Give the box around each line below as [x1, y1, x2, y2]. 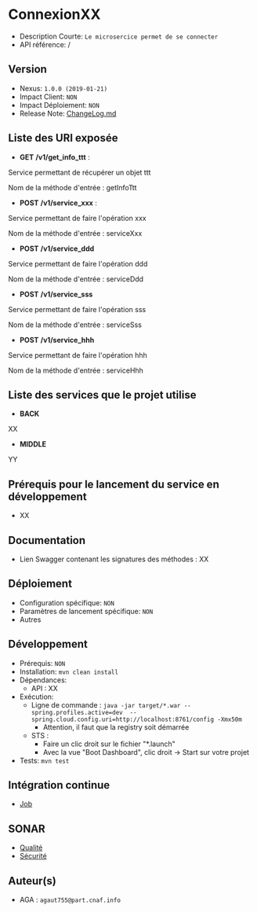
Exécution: [19, 692, 54, 701]
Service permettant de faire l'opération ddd [8, 259, 148, 268]
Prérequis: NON [19, 658, 66, 667]
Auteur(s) [8, 874, 56, 888]
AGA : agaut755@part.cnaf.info [19, 895, 121, 905]
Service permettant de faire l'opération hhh [8, 350, 147, 359]
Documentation [8, 533, 86, 547]
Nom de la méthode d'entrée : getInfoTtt [8, 182, 137, 192]
